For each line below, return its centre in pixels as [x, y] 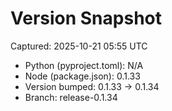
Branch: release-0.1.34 [71, 97]
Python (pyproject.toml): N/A [84, 65]
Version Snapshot [86, 18]
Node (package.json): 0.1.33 [82, 76]
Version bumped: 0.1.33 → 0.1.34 [92, 86]
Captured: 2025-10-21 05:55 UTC [79, 46]
